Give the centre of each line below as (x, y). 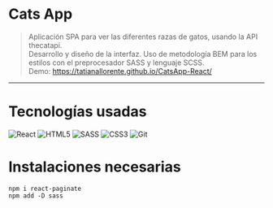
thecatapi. (45, 45)
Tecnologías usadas (78, 112)
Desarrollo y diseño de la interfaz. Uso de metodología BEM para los (143, 54)
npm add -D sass (36, 196)
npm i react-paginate (45, 188)
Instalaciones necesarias (95, 167)
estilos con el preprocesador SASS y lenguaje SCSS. (116, 63)
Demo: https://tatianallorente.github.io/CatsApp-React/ (120, 71)
